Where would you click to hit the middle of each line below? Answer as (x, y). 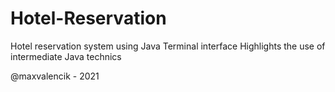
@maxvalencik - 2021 (55, 76)
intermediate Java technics (66, 56)
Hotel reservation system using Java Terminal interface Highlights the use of (168, 46)
